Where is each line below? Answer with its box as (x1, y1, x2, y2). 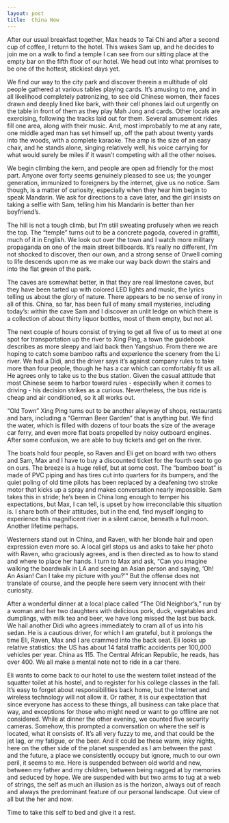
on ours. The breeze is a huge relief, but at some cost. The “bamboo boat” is (7, 464, 223, 472)
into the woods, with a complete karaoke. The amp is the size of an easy (7, 136, 211, 144)
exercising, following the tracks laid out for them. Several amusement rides (7, 114, 217, 122)
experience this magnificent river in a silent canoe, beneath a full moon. (7, 514, 209, 523)
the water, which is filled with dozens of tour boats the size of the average (7, 421, 215, 429)
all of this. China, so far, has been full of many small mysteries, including (7, 300, 211, 308)
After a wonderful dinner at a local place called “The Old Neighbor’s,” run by (7, 599, 221, 608)
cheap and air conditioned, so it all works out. (7, 393, 135, 401)
